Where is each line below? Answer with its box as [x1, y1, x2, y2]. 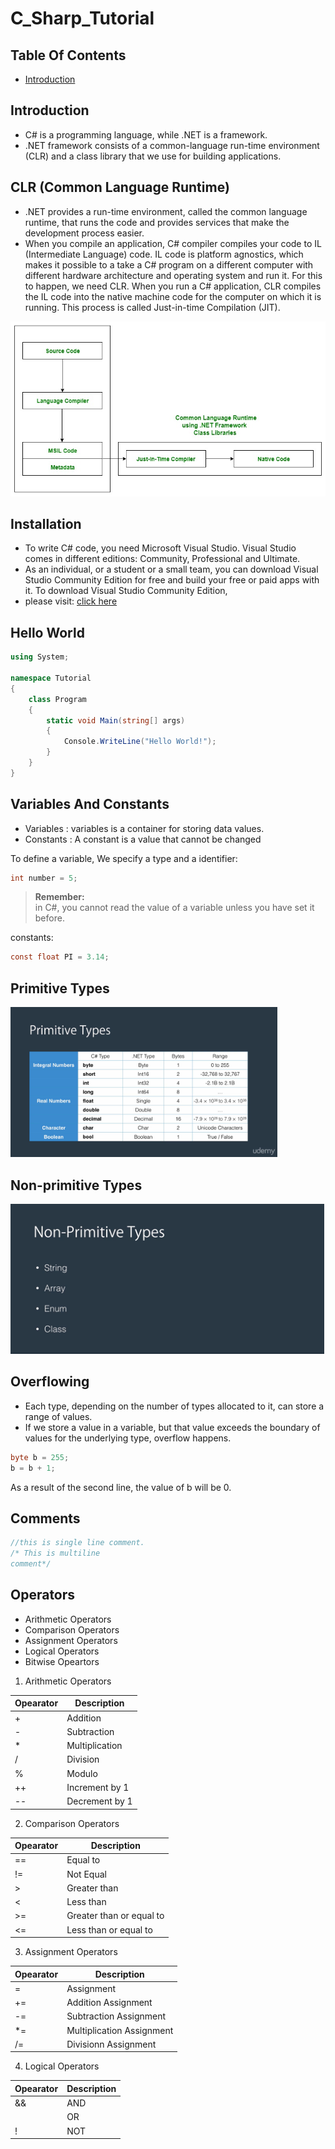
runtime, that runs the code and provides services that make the [24, 216, 290, 228]
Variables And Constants [10, 796, 170, 813]
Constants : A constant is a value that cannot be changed [24, 833, 262, 845]
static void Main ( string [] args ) [46, 715, 186, 726]
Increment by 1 [66, 1781, 130, 1793]
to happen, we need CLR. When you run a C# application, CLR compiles [24, 280, 322, 292]
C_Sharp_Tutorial [10, 7, 155, 30]
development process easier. [24, 227, 145, 239]
